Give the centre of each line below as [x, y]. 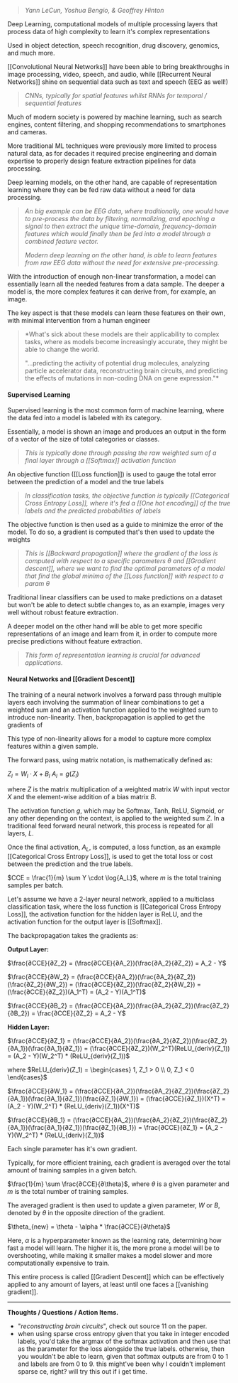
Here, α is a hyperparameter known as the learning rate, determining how [114, 1240]
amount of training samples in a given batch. [72, 1170]
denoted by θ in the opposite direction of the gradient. [86, 1213]
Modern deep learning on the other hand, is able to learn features [121, 255]
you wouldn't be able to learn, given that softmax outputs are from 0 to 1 [123, 1356]
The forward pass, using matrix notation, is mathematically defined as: [110, 760]
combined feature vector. [62, 241]
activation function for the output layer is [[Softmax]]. [85, 922]
